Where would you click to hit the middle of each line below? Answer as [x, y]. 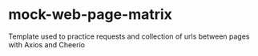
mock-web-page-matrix [90, 15]
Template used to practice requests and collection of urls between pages [129, 36]
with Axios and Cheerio [47, 44]
